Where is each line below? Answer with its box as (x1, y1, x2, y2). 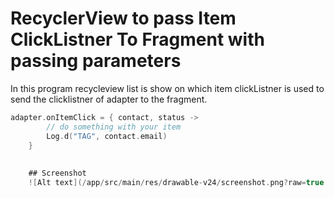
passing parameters (10, 50, 182, 72)
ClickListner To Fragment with (10, 28, 265, 51)
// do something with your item (46, 122, 182, 132)
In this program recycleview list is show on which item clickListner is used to (10, 82, 325, 94)
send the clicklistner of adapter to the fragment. (10, 93, 208, 105)
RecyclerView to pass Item (10, 7, 237, 30)
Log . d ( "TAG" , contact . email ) (46, 131, 168, 141)
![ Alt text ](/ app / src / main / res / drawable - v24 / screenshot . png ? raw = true (28, 178, 325, 188)
